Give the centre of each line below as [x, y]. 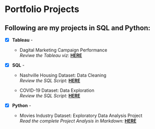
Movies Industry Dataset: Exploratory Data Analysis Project [81, 116]
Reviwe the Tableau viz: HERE [51, 55]
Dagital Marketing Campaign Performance [63, 50]
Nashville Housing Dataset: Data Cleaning [63, 75]
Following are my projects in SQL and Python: [78, 28]
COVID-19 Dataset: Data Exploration [57, 90]
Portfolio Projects [42, 9]
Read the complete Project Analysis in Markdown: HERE [78, 121]
